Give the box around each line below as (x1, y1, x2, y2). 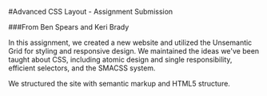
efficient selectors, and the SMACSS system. (8, 63, 156, 73)
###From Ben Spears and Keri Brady (8, 22, 130, 31)
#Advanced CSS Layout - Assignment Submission (8, 7, 173, 16)
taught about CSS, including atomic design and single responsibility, (8, 55, 233, 64)
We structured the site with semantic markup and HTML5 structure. (8, 79, 230, 88)
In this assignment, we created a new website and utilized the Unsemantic (8, 38, 253, 47)
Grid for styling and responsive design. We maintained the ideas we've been (8, 46, 260, 55)
